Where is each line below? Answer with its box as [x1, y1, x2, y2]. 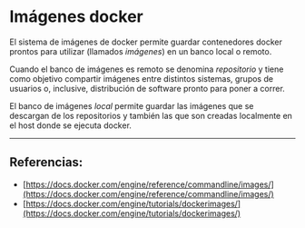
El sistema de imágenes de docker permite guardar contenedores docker [9, 36, 283, 47]
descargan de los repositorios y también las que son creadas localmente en [9, 110, 293, 121]
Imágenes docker [9, 6, 143, 27]
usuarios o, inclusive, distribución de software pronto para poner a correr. [9, 83, 286, 94]
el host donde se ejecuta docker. [9, 120, 132, 131]
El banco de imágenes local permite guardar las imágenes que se [9, 100, 254, 111]
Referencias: [9, 154, 84, 170]
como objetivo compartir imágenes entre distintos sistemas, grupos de [9, 73, 274, 84]
